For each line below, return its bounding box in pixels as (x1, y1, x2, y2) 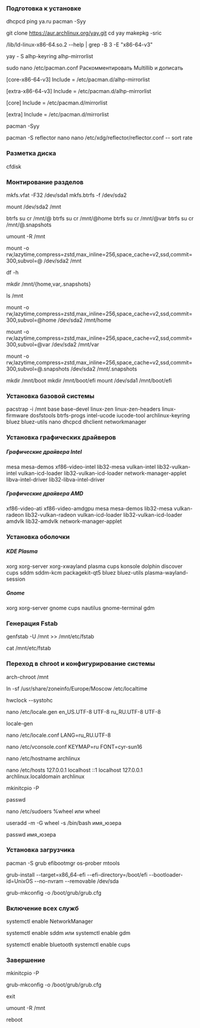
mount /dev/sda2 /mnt (6, 203, 61, 210)
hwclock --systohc (6, 697, 53, 704)
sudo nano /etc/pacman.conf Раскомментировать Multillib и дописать (6, 64, 183, 71)
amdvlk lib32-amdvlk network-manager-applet (6, 518, 122, 525)
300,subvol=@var (6, 340, 51, 348)
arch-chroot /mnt (6, 673, 49, 680)
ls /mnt (6, 292, 23, 299)
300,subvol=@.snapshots (6, 365, 70, 372)
